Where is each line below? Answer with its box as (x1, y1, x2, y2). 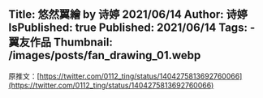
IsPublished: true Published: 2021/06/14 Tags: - (8, 21, 256, 35)
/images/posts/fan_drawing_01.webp (8, 49, 201, 62)
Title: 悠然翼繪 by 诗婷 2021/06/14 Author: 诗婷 (8, 7, 248, 22)
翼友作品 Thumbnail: (8, 36, 114, 49)
